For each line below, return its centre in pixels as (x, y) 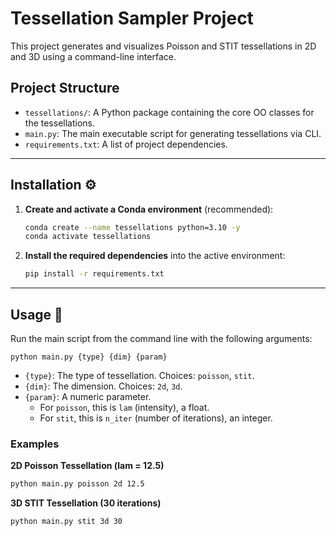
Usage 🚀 (36, 314)
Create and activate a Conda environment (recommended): (149, 209)
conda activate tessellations (88, 237)
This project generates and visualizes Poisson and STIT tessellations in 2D (163, 46)
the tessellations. (60, 123)
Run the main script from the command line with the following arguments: (161, 338)
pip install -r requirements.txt (94, 274)
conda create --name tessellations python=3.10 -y (132, 227)
